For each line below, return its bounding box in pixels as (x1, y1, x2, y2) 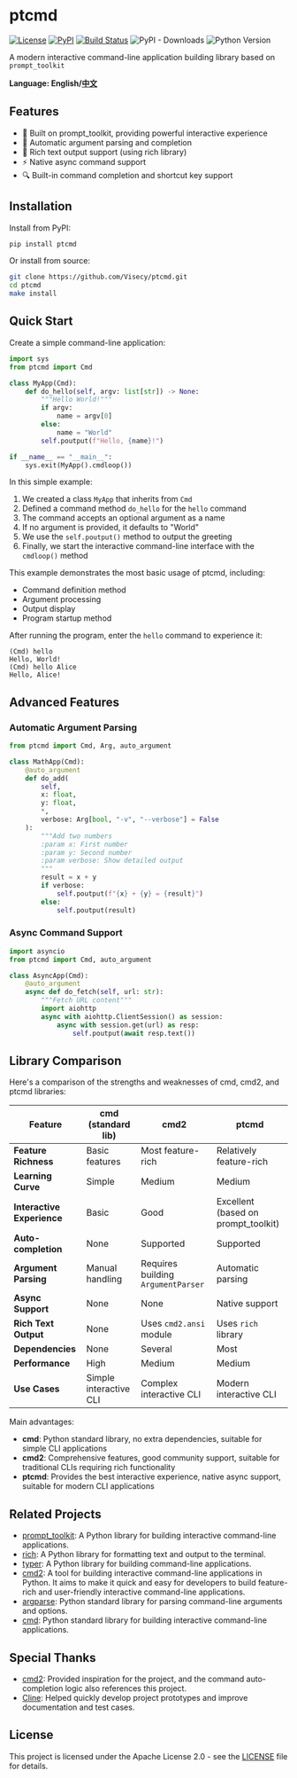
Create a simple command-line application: (9, 337, 166, 348)
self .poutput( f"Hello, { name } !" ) (41, 436, 164, 445)
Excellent (216, 1195, 255, 1208)
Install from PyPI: (9, 223, 72, 233)
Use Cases (13, 1382, 60, 1395)
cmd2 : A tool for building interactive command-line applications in (21, 1568, 263, 1578)
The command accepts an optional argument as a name (21, 513, 225, 523)
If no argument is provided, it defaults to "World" (21, 522, 200, 533)
